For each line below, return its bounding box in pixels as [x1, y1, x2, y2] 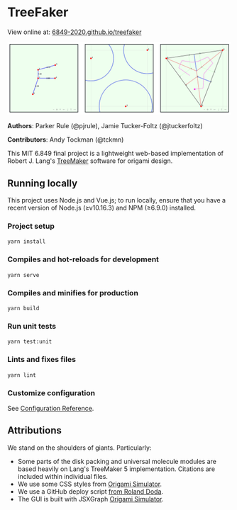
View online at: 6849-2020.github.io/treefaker [7, 28, 142, 36]
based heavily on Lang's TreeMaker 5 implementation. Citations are [17, 465, 215, 473]
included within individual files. [17, 472, 109, 480]
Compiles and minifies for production [7, 288, 138, 297]
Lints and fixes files [7, 355, 77, 365]
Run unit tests [7, 321, 57, 331]
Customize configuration [7, 387, 96, 397]
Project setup [7, 221, 55, 231]
